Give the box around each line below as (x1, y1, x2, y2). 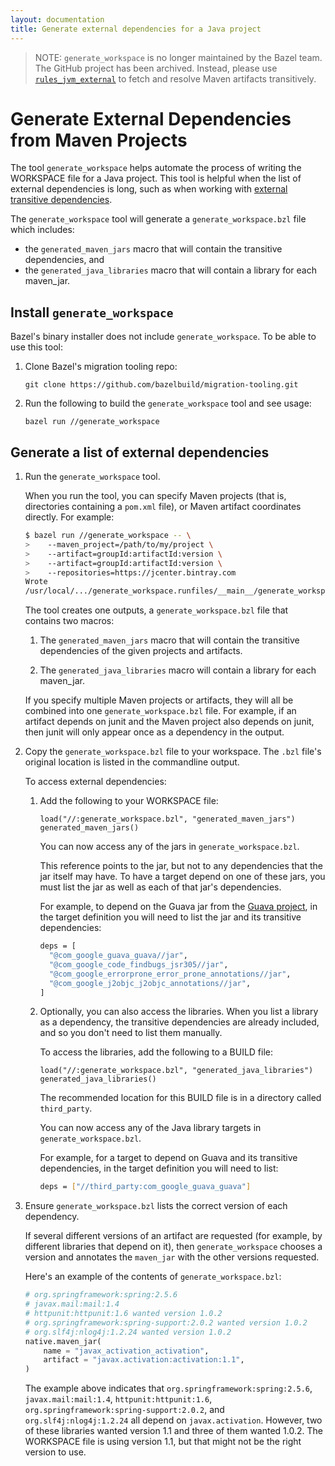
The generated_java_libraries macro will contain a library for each (39, 664, 317, 676)
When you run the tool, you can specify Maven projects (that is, (24, 490, 287, 502)
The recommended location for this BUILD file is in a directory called (39, 1092, 322, 1104)
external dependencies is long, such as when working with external (10, 183, 288, 195)
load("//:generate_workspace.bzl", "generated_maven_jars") (39, 814, 296, 825)
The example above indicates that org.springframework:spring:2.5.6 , (24, 1382, 313, 1395)
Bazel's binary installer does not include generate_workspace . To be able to (10, 331, 317, 343)
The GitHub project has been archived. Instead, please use (34, 62, 278, 74)
